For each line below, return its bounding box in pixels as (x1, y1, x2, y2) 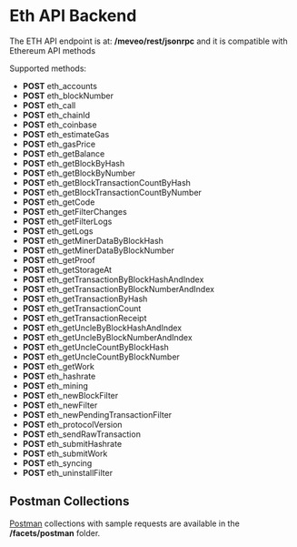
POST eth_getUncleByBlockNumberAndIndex (22, 331, 193, 342)
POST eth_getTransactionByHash (22, 293, 148, 304)
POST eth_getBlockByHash (22, 157, 125, 168)
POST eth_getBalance (22, 147, 105, 159)
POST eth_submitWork (22, 448, 108, 459)
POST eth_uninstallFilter (22, 467, 114, 478)
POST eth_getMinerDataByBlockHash (22, 235, 163, 246)
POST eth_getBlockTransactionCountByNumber (22, 187, 203, 198)
